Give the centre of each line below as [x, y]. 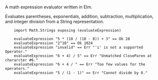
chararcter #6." [22, 60]
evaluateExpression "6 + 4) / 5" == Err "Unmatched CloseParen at [83, 56]
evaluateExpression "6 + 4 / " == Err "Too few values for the [80, 64]
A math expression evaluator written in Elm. [49, 7]
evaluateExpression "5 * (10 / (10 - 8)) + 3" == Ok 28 [72, 39]
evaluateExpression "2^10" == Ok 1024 [53, 43]
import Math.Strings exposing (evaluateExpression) [68, 31]
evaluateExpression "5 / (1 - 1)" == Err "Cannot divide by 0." [81, 73]
